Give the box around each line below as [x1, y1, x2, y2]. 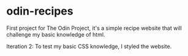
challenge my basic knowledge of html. [6, 30, 105, 38]
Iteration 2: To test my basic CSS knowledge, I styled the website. [6, 43, 172, 50]
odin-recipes [6, 4, 73, 18]
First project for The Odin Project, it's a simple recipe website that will [6, 24, 182, 32]
